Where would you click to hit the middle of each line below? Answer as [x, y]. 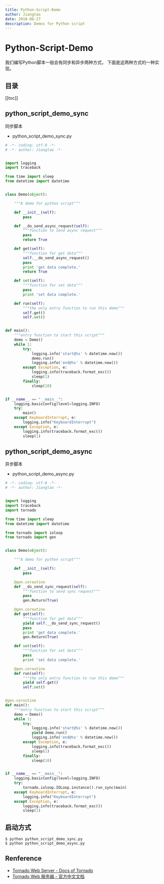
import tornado [21, 510]
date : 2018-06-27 [23, 19]
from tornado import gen [31, 537]
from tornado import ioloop [34, 533]
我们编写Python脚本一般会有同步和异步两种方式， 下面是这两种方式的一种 [80, 62]
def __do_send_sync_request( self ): [51, 587]
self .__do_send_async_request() [56, 258]
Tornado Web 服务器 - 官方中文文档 [48, 876]
